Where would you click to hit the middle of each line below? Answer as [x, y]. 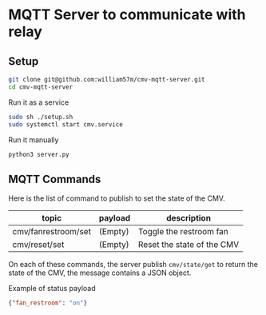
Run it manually [34, 140]
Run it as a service [39, 102]
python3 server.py [39, 154]
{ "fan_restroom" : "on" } [48, 303]
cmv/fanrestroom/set [52, 232]
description [189, 218]
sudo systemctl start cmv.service [66, 124]
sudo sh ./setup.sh [41, 117]
